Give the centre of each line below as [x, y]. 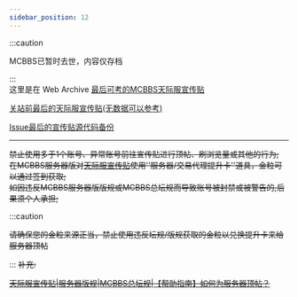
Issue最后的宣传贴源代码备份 [62, 127]
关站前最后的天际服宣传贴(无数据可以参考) [86, 108]
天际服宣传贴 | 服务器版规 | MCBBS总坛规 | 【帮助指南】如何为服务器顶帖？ [140, 283]
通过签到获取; [41, 176]
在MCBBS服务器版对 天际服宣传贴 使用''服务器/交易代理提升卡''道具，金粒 [142, 165]
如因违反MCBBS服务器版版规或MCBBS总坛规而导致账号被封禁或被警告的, [143, 187]
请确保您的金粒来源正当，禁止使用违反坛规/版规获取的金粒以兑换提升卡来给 [147, 234]
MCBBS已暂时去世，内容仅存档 [66, 61]
